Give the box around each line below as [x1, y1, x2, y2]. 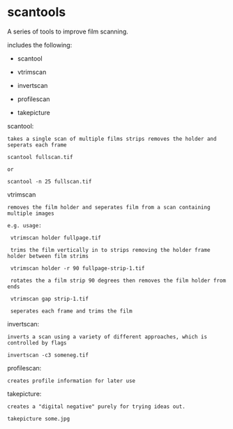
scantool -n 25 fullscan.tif [7, 178, 92, 185]
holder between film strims [7, 253, 89, 259]
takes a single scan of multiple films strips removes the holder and [7, 135, 217, 142]
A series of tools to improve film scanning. [7, 27, 129, 36]
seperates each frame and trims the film [10, 308, 133, 315]
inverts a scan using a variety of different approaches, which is [7, 333, 208, 340]
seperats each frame [7, 141, 68, 149]
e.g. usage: [7, 222, 42, 229]
